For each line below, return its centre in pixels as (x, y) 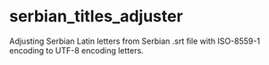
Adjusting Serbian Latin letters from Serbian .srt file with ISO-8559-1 (135, 41)
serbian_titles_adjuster (96, 16)
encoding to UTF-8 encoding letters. (77, 50)
